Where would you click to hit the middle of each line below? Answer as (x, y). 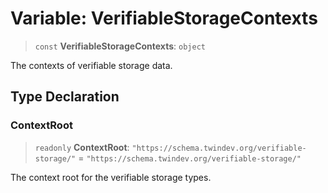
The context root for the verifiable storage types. (111, 177)
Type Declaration (65, 97)
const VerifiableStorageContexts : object (120, 46)
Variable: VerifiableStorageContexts (164, 18)
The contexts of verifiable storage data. (91, 65)
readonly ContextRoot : (82, 147)
